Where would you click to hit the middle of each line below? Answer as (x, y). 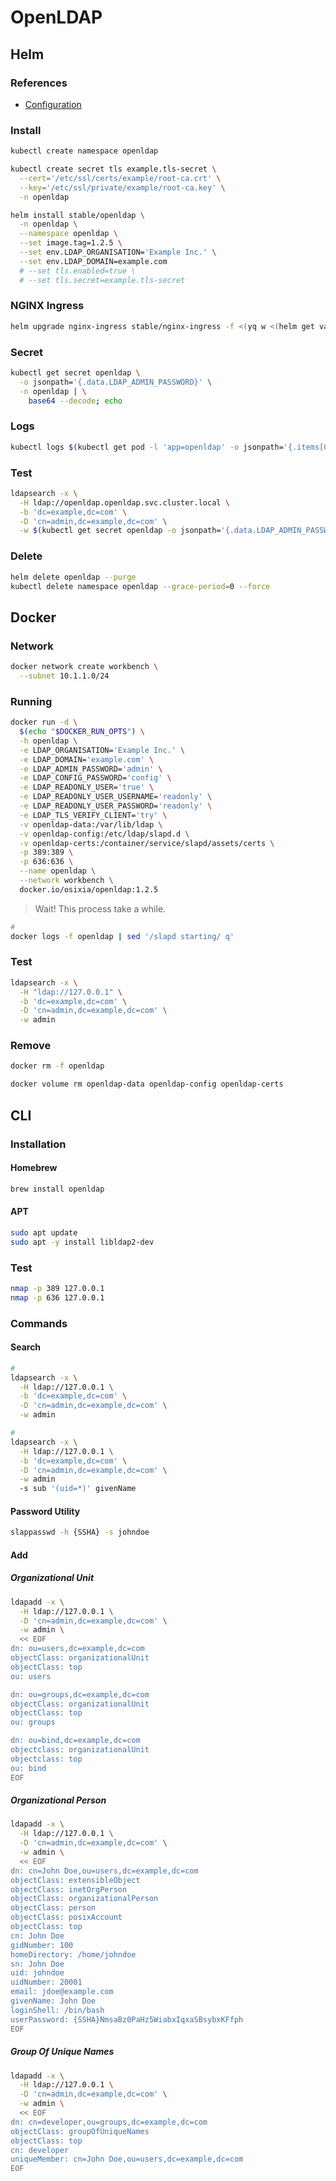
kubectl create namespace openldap (84, 151)
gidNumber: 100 (42, 1945)
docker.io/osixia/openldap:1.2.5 (89, 889)
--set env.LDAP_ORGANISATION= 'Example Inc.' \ (118, 252)
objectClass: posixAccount (66, 1917)
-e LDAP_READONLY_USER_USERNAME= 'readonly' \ (116, 797)
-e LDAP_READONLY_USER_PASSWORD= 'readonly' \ (116, 806)
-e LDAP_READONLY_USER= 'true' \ (87, 787)
